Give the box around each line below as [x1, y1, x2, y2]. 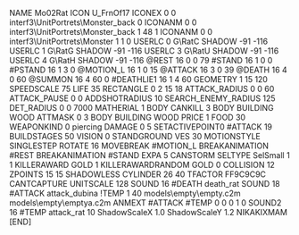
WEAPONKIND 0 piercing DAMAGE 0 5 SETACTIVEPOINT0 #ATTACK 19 [9, 122, 273, 132]
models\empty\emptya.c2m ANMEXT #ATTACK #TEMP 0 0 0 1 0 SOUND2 [9, 197, 282, 208]
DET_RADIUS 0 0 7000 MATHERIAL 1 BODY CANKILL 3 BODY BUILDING [9, 103, 274, 113]
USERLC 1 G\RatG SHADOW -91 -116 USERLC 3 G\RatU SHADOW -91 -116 [9, 46, 279, 56]
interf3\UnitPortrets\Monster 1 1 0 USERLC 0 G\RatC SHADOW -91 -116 [9, 36, 269, 46]
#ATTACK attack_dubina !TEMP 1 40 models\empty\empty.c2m [9, 188, 241, 198]
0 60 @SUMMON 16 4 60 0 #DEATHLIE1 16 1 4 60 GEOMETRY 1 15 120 [9, 74, 268, 84]
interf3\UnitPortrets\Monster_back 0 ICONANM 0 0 [9, 17, 197, 28]
